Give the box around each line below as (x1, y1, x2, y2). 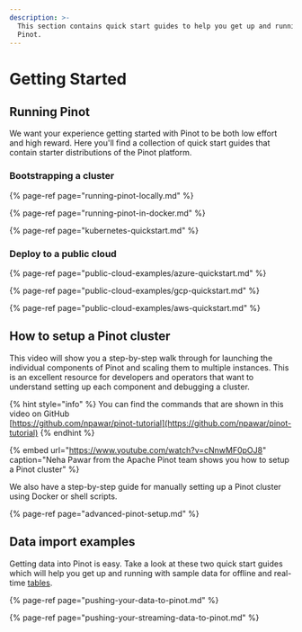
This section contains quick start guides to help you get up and (17, 22, 271, 31)
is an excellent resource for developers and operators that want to (9, 371, 254, 382)
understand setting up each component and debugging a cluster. (9, 381, 250, 392)
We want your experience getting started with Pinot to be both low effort (9, 128, 278, 139)
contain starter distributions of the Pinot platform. (9, 147, 192, 158)
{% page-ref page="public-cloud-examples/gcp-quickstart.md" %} (9, 285, 261, 296)
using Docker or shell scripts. (9, 491, 118, 502)
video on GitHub (9, 408, 70, 419)
